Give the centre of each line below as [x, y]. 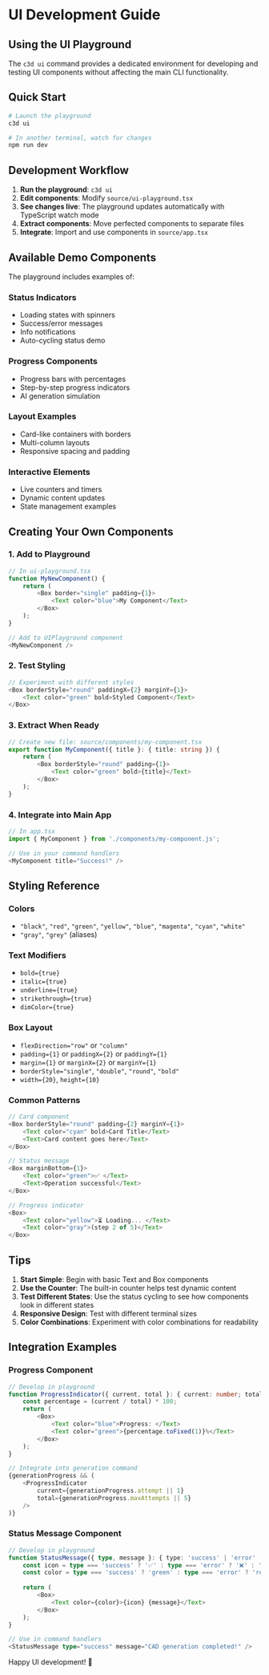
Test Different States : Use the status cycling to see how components [134, 1296]
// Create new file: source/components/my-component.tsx [105, 742]
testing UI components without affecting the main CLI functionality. [118, 72]
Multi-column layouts [55, 442]
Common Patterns [44, 1100]
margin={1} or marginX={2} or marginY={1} [88, 1062]
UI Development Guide [84, 15]
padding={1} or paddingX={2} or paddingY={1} [94, 1053]
